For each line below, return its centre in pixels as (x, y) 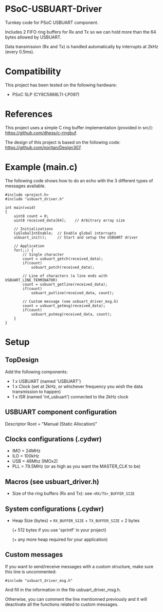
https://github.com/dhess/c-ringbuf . (41, 133)
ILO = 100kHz (26, 456)
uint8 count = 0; (31, 216)
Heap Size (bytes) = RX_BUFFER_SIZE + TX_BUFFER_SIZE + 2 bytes (76, 521)
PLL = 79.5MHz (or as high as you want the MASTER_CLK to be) (76, 466)
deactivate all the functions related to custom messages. (62, 604)
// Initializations (34, 229)
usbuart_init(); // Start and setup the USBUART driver (76, 237)
